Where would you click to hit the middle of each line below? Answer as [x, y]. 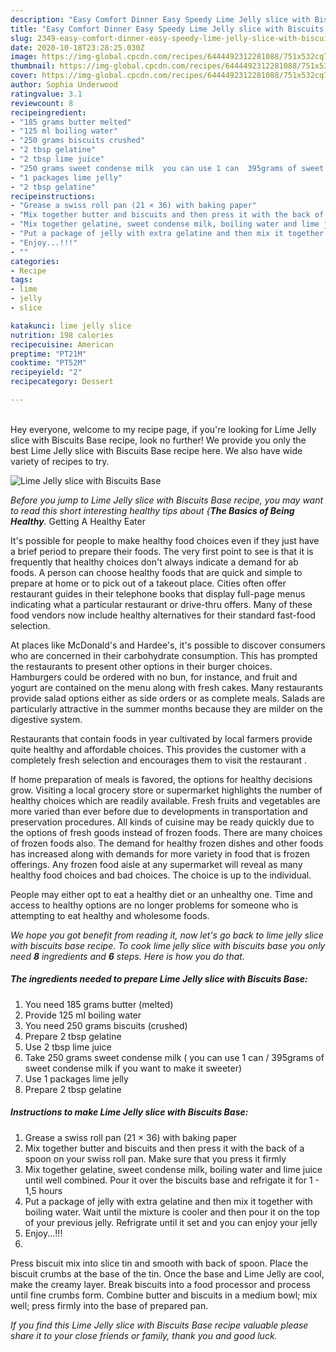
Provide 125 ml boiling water [83, 1015]
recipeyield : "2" [46, 372]
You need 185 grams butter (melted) [99, 1004]
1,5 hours [43, 1190]
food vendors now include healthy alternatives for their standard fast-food [163, 615]
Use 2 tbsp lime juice [68, 1047]
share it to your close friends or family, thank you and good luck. [144, 1335]
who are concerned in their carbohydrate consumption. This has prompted [164, 655]
